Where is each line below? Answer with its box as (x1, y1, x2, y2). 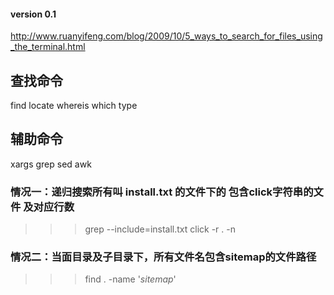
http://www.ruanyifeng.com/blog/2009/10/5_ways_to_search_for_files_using (10, 30, 323, 42)
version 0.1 (10, 8, 57, 20)
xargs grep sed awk (10, 158, 92, 170)
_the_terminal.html (10, 41, 86, 53)
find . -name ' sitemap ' (84, 273, 177, 285)
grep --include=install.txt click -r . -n (84, 223, 237, 235)
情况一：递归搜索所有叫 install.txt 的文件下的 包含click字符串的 (10, 185, 314, 199)
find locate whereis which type (10, 100, 138, 112)
